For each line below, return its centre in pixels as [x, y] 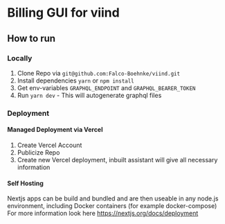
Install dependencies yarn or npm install [76, 80]
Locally [20, 58]
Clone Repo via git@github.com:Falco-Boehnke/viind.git [99, 73]
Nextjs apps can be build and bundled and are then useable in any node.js [113, 198]
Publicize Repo [38, 153]
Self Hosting [25, 183]
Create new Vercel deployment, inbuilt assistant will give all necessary [117, 160]
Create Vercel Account [49, 145]
